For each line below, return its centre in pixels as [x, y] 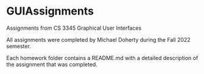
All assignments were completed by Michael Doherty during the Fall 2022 [98, 39]
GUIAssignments [50, 11]
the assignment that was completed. [52, 64]
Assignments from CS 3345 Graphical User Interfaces [74, 28]
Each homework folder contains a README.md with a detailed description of [102, 58]
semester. [19, 46]
